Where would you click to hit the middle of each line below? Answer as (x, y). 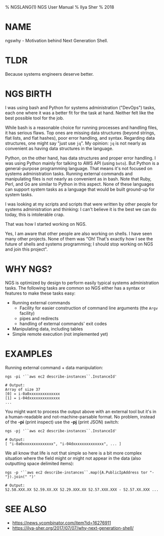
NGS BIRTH (28, 94)
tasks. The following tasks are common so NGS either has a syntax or (75, 288)
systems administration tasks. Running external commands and (69, 174)
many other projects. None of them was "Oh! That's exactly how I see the (79, 238)
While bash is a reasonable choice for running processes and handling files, (82, 127)
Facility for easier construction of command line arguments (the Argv (89, 308)
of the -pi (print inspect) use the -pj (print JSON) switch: (62, 422)
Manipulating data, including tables (47, 328)
